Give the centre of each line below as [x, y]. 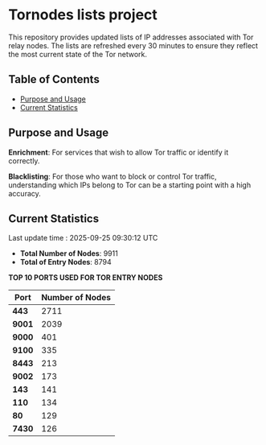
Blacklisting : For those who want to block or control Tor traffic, [113, 176]
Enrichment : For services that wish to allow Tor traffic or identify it [119, 152]
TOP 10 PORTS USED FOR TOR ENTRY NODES [86, 278]
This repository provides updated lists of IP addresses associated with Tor [131, 37]
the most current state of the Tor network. [78, 54]
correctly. [24, 161]
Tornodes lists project [83, 15]
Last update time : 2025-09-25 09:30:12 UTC [83, 238]
